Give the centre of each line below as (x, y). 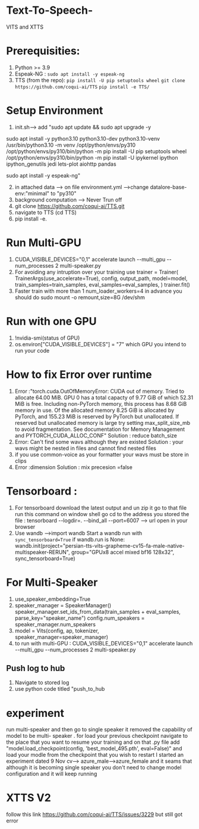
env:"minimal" (32, 193)
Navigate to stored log (42, 682)
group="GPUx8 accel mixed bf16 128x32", (123, 552)
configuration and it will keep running (52, 774)
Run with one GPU (51, 321)
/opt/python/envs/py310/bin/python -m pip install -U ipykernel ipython (92, 157)
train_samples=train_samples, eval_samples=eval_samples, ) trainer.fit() (102, 284)
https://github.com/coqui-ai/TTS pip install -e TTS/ (82, 87)
